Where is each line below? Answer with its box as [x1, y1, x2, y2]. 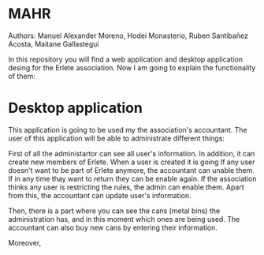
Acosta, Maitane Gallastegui [8, 39, 99, 48]
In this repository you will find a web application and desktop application [8, 54, 243, 64]
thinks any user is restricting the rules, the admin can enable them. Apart [8, 182, 244, 192]
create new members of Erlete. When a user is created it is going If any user [8, 157, 255, 167]
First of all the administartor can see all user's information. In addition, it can [8, 148, 255, 158]
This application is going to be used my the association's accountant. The [8, 125, 247, 134]
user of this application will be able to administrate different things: [8, 133, 225, 143]
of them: [8, 71, 35, 81]
